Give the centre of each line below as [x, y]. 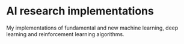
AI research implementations [80, 11]
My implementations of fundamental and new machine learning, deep [92, 28]
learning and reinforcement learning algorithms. [65, 34]
